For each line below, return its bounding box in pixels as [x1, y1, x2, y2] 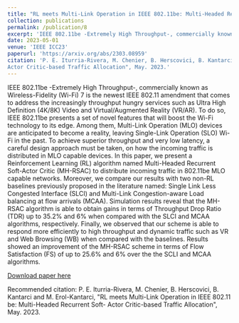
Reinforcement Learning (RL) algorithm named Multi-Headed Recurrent [7, 158, 216, 168]
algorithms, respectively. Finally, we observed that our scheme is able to [7, 219, 219, 228]
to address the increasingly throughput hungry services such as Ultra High [7, 98, 226, 107]
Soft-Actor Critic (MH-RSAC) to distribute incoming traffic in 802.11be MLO [7, 166, 225, 175]
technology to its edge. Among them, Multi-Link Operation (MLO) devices [7, 121, 223, 129]
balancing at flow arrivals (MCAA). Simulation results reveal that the [7, 197, 206, 205]
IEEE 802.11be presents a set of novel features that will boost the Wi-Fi [7, 113, 213, 122]
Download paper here [7, 271, 71, 280]
